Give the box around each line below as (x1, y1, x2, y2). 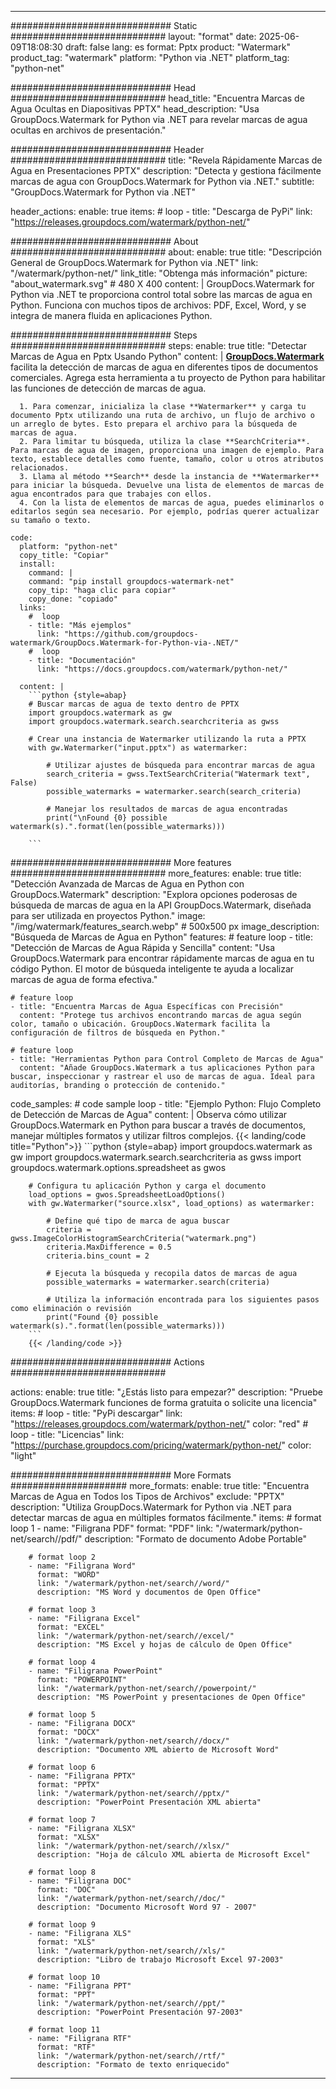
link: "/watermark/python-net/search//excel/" (36, 1631, 235, 1641)
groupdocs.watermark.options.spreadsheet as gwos (10, 1162, 227, 1173)
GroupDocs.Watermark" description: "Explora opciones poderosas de (10, 889, 298, 900)
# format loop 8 (28, 1867, 97, 1877)
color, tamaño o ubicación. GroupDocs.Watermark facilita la (10, 1019, 271, 1029)
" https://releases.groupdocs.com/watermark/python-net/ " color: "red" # (10, 1418, 309, 1430)
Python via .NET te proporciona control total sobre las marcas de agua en (10, 289, 313, 300)
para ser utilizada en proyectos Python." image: (10, 910, 206, 921)
